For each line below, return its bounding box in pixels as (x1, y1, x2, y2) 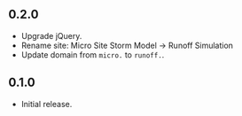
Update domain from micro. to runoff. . (20, 49, 165, 60)
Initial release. (20, 98, 73, 109)
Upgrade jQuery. (20, 30, 82, 41)
